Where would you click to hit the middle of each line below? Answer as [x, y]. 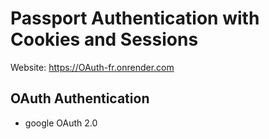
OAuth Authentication [80, 98]
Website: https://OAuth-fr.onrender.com [92, 67]
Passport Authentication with [135, 18]
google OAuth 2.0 [61, 123]
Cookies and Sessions [104, 39]
